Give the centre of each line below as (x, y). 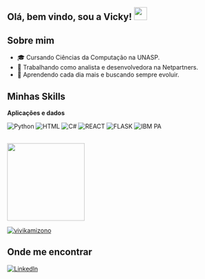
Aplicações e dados (36, 113)
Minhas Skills (36, 96)
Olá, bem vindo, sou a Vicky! (69, 17)
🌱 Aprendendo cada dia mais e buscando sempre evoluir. (98, 75)
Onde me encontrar (50, 252)
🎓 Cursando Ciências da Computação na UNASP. (88, 58)
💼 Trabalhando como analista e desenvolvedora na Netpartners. (107, 68)
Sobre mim (31, 40)
